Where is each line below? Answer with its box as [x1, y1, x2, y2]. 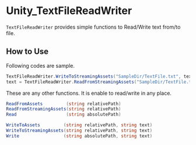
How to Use [6, 47, 49, 57]
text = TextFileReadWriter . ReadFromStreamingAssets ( [6, 79, 137, 85]
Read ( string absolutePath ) [6, 112, 121, 118]
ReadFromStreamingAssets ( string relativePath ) [6, 106, 121, 112]
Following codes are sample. [6, 62, 75, 69]
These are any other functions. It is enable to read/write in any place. [6, 89, 172, 96]
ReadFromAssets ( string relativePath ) [6, 101, 121, 106]
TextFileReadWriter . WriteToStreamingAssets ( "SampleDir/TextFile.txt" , [6, 73, 181, 80]
